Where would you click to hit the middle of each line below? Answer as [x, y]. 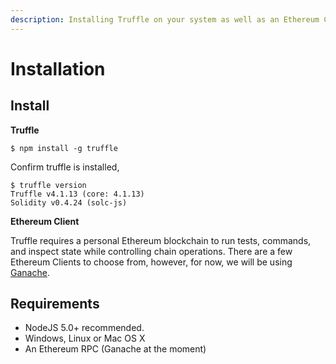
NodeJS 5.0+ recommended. [84, 328]
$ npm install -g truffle [64, 148]
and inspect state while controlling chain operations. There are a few [151, 251]
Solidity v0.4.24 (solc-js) [69, 202]
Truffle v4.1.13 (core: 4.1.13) [77, 194]
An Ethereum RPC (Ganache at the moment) [115, 349]
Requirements [55, 304]
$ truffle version [48, 185]
